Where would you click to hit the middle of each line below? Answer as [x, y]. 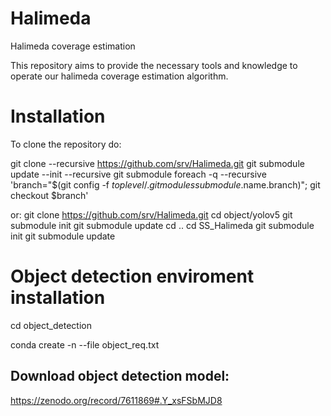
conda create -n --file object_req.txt [85, 344]
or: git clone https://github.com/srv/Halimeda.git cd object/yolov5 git [151, 214]
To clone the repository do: [66, 144]
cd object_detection [51, 325]
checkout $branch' [49, 195]
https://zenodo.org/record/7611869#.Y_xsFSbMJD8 [116, 400]
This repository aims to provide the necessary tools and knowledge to [154, 65]
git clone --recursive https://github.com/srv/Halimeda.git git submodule [157, 163]
